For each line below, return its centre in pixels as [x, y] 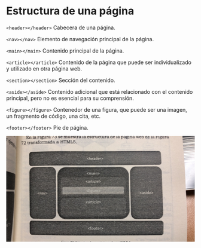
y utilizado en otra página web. [44, 68]
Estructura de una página [70, 11]
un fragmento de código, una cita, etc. [53, 116]
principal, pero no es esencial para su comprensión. [70, 98]
